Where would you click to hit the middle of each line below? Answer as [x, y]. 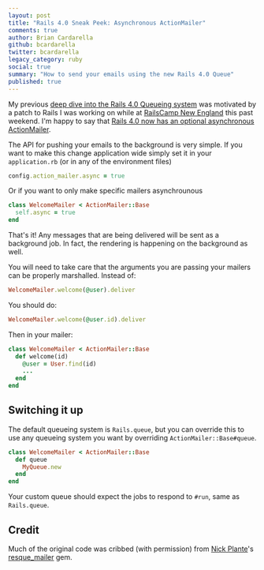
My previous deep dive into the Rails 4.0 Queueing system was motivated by [132, 104]
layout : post [30, 15]
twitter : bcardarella [44, 52]
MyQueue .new [42, 467]
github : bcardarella [42, 45]
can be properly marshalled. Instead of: [72, 276]
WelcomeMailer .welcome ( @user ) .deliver [72, 290]
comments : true [33, 30]
